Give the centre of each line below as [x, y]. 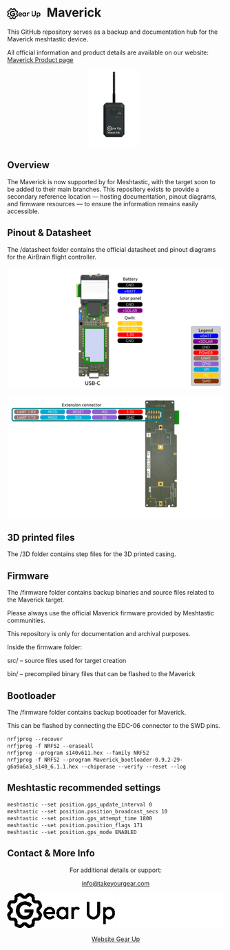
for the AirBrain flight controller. [52, 257]
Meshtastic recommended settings [84, 788]
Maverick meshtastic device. [48, 39]
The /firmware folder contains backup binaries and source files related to [111, 593]
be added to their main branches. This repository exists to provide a [103, 189]
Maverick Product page [40, 59]
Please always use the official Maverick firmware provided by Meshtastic [111, 613]
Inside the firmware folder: [45, 647]
